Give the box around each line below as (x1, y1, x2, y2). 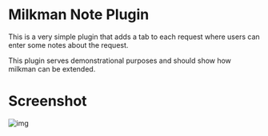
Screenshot (8, 92, 87, 111)
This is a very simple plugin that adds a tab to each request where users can (8, 32, 260, 41)
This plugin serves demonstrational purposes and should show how (8, 56, 232, 65)
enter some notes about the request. (8, 40, 129, 49)
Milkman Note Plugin (8, 6, 150, 24)
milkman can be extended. (8, 64, 96, 73)
